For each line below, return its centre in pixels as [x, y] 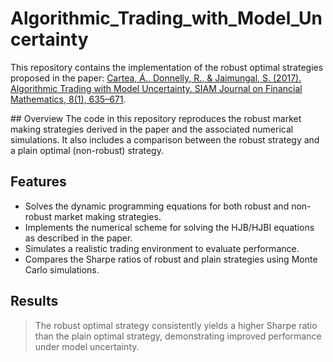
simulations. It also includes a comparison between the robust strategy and [165, 139]
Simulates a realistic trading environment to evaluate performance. [162, 248]
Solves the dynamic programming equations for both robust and [157, 206]
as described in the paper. [78, 238]
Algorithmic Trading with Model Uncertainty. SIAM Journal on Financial [156, 88]
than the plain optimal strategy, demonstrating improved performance [178, 336]
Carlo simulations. [62, 269]
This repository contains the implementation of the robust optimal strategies [167, 67]
